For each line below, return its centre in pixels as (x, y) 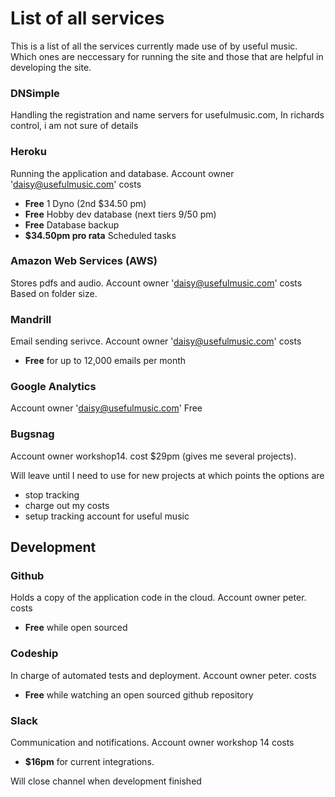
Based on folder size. (54, 293)
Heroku (28, 152)
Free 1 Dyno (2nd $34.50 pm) (85, 203)
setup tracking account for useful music (107, 516)
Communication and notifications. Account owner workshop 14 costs (152, 742)
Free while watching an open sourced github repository (139, 694)
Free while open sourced (76, 628)
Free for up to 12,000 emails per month (105, 361)
